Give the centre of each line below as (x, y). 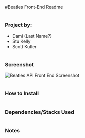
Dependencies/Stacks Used (40, 112)
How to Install (22, 93)
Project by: (19, 25)
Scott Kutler (24, 46)
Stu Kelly (21, 41)
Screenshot (19, 64)
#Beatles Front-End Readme (34, 7)
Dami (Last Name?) (32, 36)
